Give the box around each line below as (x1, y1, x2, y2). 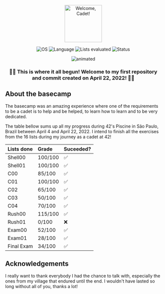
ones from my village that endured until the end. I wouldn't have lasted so (5, 278, 155, 284)
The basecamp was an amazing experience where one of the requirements (5, 103, 159, 109)
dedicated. (5, 113, 27, 119)
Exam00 (7, 226, 27, 233)
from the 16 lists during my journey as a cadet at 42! (5, 134, 111, 140)
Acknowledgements (5, 260, 69, 268)
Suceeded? (63, 146, 91, 152)
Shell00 (7, 154, 26, 161)
